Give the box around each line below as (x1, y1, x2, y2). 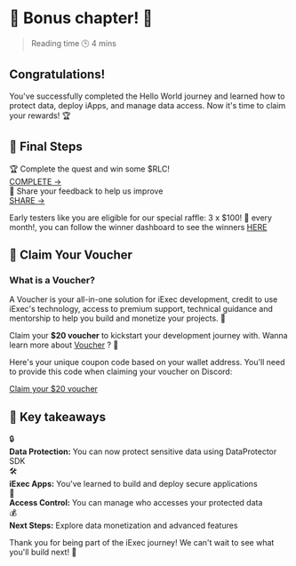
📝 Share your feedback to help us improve (9, 186, 164, 196)
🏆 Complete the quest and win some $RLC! (9, 163, 171, 174)
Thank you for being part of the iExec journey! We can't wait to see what (9, 538, 275, 548)
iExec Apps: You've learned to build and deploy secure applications (9, 479, 258, 490)
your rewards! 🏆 (9, 110, 71, 121)
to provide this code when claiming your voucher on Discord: (9, 366, 233, 377)
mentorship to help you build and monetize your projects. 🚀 (9, 313, 227, 323)
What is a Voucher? (9, 274, 96, 286)
